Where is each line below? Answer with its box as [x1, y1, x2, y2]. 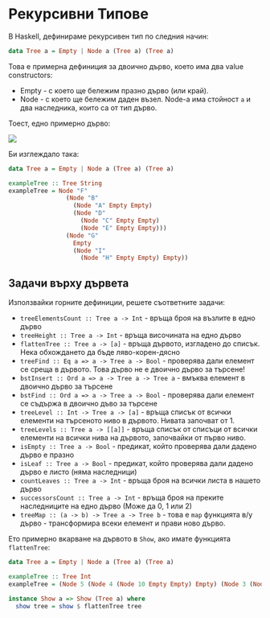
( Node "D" [72, 209, 106, 217]
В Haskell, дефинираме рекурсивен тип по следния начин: [8, 31, 209, 41]
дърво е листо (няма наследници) [19, 468, 137, 477]
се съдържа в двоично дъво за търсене [19, 399, 158, 409]
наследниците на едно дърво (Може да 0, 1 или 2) [19, 501, 193, 511]
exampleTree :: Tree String [8, 179, 103, 187]
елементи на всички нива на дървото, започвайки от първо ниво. [19, 433, 247, 443]
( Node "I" [72, 246, 106, 254]
